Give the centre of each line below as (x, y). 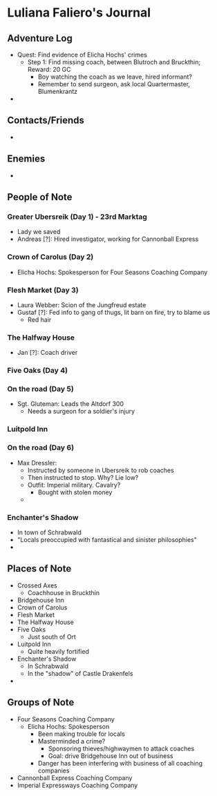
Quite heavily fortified (58, 651)
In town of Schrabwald (49, 532)
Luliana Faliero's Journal (79, 13)
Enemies (26, 159)
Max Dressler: (37, 463)
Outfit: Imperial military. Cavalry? (74, 485)
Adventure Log (40, 38)
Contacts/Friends (46, 120)
